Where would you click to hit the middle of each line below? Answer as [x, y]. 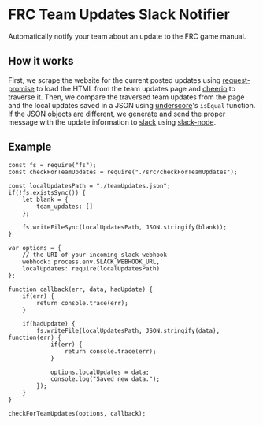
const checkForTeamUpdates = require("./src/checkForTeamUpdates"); [123, 172]
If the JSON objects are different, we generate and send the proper [117, 114]
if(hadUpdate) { [49, 324]
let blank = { [45, 199]
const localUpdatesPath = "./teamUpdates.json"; [89, 186]
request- [236, 80]
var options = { [35, 248]
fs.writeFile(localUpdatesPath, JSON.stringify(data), [128, 330]
